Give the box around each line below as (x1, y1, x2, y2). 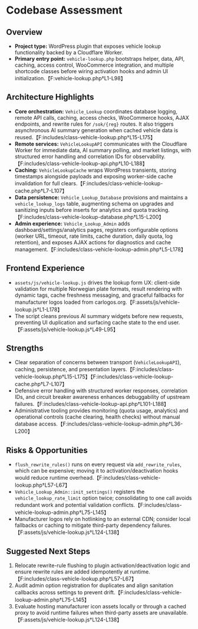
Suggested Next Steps (6, 546, 90, 556)
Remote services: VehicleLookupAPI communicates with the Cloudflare (14, 140, 187, 148)
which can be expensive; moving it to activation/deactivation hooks (14, 467, 179, 474)
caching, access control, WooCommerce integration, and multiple (14, 61, 174, 68)
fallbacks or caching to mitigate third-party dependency (14, 522, 151, 529)
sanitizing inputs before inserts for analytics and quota (14, 206, 147, 213)
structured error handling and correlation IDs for (14, 153, 131, 160)
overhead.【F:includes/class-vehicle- (69, 474, 161, 481)
